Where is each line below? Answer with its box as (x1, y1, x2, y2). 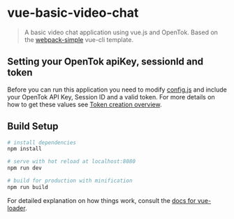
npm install (7, 146, 42, 153)
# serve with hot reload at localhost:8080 (7, 158, 136, 165)
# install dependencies (7, 139, 77, 146)
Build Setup (7, 120, 59, 132)
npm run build (7, 183, 49, 190)
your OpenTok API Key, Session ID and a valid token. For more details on (7, 92, 215, 101)
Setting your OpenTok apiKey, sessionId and (7, 56, 204, 68)
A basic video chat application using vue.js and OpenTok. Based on (24, 28, 219, 36)
